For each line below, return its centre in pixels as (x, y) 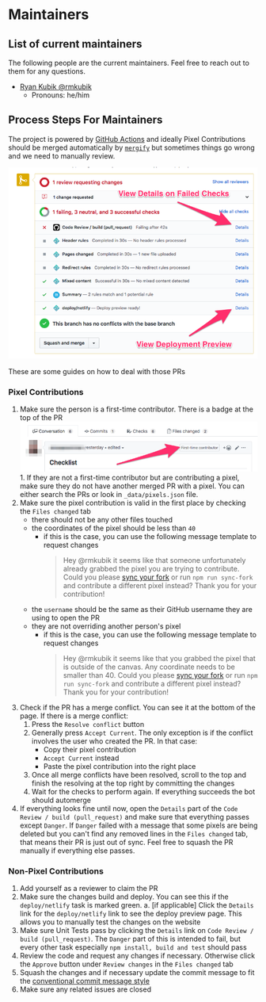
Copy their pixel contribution (90, 749)
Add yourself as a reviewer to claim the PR (89, 889)
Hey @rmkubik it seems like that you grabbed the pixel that (159, 658)
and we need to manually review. (62, 155)
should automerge (61, 800)
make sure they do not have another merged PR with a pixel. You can (132, 486)
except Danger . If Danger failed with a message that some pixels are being (139, 825)
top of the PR (41, 418)
